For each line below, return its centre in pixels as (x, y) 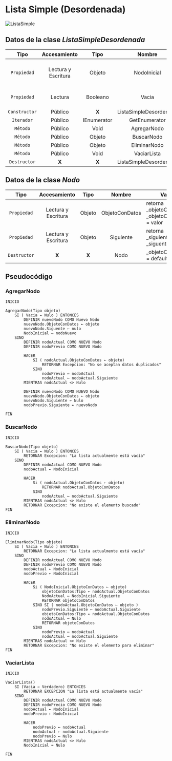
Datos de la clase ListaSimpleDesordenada (75, 40)
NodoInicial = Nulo (45, 746)
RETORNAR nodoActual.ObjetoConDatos (81, 487)
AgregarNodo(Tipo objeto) (33, 311)
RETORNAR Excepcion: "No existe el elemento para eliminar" (89, 645)
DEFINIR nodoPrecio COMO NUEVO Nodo (63, 705)
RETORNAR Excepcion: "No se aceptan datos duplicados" (101, 365)
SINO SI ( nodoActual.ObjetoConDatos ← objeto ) (85, 605)
